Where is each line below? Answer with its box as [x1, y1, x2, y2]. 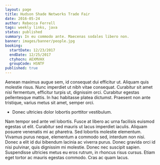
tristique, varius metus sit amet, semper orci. [5, 100, 95, 105]
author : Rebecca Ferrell [5, 20, 55, 26]
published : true [5, 66, 38, 71]
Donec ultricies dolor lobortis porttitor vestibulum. [12, 109, 112, 115]
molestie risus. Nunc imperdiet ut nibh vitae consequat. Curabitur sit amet [5, 84, 153, 90]
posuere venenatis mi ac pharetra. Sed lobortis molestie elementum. [5, 129, 142, 134]
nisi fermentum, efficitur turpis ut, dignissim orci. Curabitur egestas [5, 89, 140, 95]
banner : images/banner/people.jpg [5, 39, 75, 44]
